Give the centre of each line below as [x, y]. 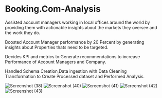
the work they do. [23, 33]
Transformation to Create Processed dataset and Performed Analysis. [75, 76]
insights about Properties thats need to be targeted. [57, 47]
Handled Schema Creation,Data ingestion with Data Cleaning [66, 71]
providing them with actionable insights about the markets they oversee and [81, 27]
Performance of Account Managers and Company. [55, 62]
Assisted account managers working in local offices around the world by [78, 22]
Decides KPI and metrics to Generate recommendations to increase [72, 56]
